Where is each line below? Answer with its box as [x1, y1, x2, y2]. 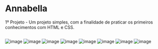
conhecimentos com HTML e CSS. [5, 24, 75, 30]
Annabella [5, 3, 47, 14]
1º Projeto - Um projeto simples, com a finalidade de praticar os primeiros [5, 19, 153, 25]
